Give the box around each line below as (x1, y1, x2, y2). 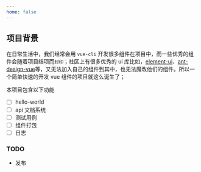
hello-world (15, 98, 44, 106)
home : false (6, 9, 37, 15)
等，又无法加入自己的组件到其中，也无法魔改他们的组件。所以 (35, 65, 190, 73)
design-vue (6, 65, 35, 73)
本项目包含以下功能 (6, 86, 55, 93)
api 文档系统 (15, 106, 46, 113)
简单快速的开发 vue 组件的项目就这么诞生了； (11, 73, 126, 81)
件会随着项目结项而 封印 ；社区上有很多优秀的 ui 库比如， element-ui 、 (6, 58, 178, 65)
